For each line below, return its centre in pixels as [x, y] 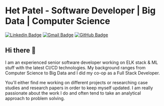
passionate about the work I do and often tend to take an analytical [73, 93]
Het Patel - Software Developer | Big [80, 11]
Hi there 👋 [20, 50]
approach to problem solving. [35, 98]
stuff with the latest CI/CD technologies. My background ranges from [75, 67]
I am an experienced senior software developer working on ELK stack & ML [82, 62]
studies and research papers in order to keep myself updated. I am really [79, 88]
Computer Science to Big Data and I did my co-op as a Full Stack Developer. [82, 73]
